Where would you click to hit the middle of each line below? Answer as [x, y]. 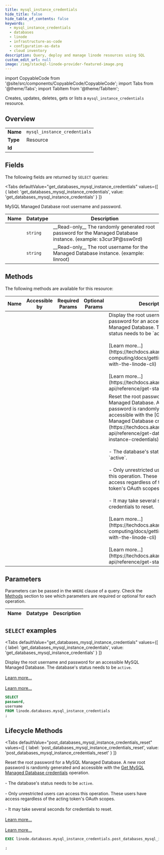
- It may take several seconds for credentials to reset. [59, 809]
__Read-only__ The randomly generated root [104, 227]
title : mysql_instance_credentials [41, 10]
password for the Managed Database [95, 233]
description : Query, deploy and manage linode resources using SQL [75, 55]
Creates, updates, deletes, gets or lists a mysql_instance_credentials [74, 98]
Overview [20, 119]
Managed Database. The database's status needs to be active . [69, 667]
